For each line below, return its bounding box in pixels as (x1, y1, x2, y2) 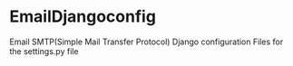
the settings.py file (9, 45, 79, 56)
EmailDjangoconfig (9, 6, 157, 27)
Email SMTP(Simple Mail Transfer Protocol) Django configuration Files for (9, 36, 284, 47)
